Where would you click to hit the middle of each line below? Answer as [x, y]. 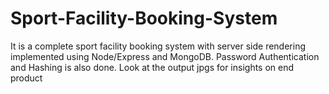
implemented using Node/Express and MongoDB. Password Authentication [165, 56]
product [26, 78]
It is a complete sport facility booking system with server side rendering [158, 46]
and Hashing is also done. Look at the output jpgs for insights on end [152, 67]
